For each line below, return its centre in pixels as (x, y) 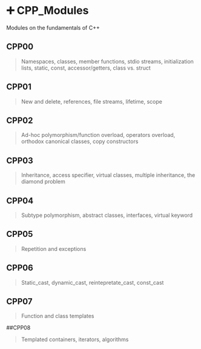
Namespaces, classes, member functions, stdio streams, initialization (107, 61)
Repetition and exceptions (54, 248)
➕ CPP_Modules (48, 11)
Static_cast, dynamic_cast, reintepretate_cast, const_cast (92, 282)
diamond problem (43, 182)
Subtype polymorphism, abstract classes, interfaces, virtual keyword (107, 215)
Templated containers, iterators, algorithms (75, 339)
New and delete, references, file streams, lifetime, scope (91, 101)
